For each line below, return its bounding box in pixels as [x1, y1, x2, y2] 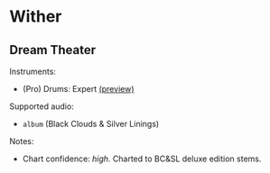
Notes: [9, 136, 34, 146]
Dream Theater [9, 42, 97, 58]
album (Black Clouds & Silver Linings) [22, 119, 160, 129]
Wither [9, 6, 62, 27]
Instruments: [9, 66, 57, 77]
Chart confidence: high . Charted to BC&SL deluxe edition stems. [22, 153, 262, 164]
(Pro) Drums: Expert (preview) [22, 84, 135, 94]
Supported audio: [9, 101, 74, 112]
